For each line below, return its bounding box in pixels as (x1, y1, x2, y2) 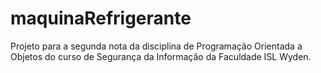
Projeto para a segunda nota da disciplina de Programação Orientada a (10, 40, 303, 52)
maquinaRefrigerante (10, 7, 192, 30)
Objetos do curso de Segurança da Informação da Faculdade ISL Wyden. (10, 50, 312, 62)
